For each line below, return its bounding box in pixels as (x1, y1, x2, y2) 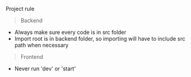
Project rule (5, 5, 34, 12)
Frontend (20, 53, 44, 60)
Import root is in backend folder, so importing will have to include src (14, 35, 186, 42)
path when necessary (14, 42, 69, 49)
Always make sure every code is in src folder (14, 28, 126, 36)
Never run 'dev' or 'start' (14, 65, 76, 72)
